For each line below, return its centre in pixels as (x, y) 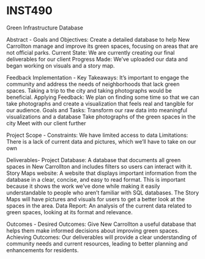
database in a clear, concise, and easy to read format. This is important (96, 179)
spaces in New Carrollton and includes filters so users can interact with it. (99, 166)
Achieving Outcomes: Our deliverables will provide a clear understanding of (102, 237)
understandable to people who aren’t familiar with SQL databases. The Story (103, 192)
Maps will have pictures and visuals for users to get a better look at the (96, 199)
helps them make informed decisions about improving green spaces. (93, 230)
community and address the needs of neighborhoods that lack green (93, 84)
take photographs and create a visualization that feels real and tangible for (100, 103)
